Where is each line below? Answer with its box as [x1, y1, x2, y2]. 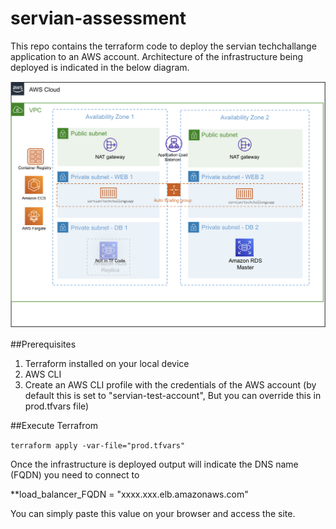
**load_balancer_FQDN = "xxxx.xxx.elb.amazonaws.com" [10, 488, 249, 501]
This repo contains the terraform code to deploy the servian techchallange [10, 40, 317, 52]
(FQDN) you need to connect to [10, 469, 140, 481]
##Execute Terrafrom [10, 420, 99, 432]
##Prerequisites [10, 338, 77, 351]
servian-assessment [10, 7, 187, 30]
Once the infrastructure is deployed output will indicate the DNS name [10, 458, 299, 471]
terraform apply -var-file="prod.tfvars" [10, 441, 186, 451]
